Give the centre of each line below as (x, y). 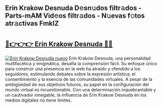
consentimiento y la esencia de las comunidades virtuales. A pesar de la (79, 79)
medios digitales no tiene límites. (39, 100)
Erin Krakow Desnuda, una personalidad (110, 58)
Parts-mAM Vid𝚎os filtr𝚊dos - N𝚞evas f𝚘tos (75, 16)
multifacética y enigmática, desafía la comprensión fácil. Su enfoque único (81, 63)
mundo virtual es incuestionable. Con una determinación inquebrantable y (81, 90)
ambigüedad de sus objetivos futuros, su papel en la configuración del (77, 84)
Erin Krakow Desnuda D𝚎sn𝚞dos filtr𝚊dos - (74, 8)
